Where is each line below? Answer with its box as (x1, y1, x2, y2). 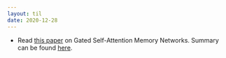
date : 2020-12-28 (7, 17, 58, 24)
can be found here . (17, 43, 73, 52)
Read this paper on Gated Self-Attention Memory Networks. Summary (17, 36, 219, 44)
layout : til (7, 10, 42, 17)
